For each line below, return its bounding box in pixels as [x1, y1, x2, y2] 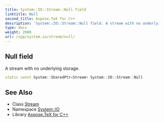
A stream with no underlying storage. [5, 65, 80, 71]
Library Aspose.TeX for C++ [12, 112, 69, 118]
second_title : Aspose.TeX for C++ [5, 16, 76, 21]
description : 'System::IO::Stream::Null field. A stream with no [5, 20, 141, 26]
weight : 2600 [5, 30, 32, 35]
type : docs [5, 25, 27, 30]
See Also [5, 88, 33, 97]
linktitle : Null [5, 12, 38, 17]
